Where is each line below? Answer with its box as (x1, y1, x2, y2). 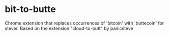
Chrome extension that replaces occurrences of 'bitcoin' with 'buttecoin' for (5, 20, 164, 26)
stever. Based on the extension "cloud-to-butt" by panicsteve (5, 25, 133, 31)
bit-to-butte (5, 3, 57, 15)
